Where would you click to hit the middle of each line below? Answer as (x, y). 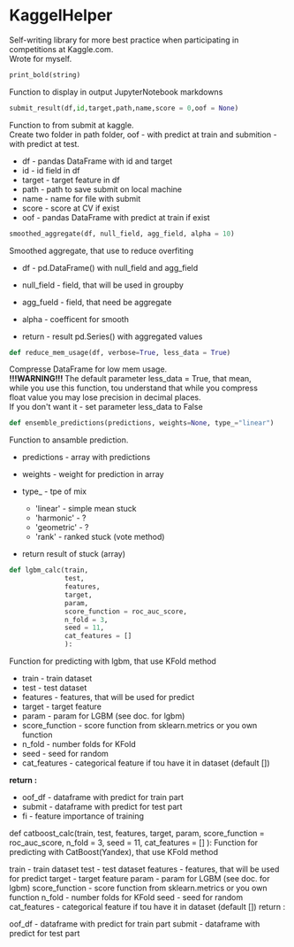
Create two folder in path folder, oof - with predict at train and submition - (143, 135)
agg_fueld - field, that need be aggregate (97, 302)
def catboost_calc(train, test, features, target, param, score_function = (137, 834)
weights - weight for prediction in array (93, 474)
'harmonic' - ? (60, 518)
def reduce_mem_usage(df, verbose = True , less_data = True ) (120, 352)
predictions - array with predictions (86, 458)
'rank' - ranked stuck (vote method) (100, 537)
